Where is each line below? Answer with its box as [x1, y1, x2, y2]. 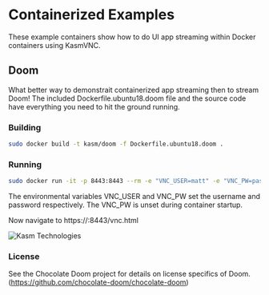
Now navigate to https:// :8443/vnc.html [8, 216, 139, 225]
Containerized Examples [8, 6, 175, 24]
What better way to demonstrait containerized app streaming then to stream [8, 85, 259, 94]
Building [8, 122, 42, 133]
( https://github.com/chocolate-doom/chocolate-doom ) [8, 277, 190, 287]
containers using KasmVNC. [8, 40, 102, 50]
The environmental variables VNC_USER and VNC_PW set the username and [8, 192, 260, 201]
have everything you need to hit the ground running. [8, 102, 180, 111]
